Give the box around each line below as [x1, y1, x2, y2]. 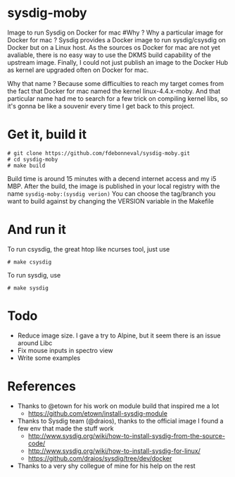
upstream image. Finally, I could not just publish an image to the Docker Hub [7, 58, 229, 66]
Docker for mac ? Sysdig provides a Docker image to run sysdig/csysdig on [7, 35, 227, 44]
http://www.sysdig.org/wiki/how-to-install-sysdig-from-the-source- [27, 431, 225, 440]
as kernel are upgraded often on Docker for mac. [7, 66, 149, 74]
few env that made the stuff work [17, 424, 114, 433]
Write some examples [17, 354, 81, 362]
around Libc [17, 338, 53, 347]
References [7, 378, 76, 394]
